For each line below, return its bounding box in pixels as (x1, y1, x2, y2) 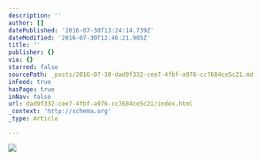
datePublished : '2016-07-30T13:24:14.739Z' (8, 26, 155, 34)
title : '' (8, 41, 41, 49)
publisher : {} (8, 48, 56, 56)
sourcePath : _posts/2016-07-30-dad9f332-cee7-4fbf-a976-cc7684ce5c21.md (8, 70, 254, 78)
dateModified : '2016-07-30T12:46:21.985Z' (8, 33, 151, 42)
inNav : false (8, 93, 52, 101)
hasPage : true (8, 85, 56, 93)
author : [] (8, 19, 44, 27)
